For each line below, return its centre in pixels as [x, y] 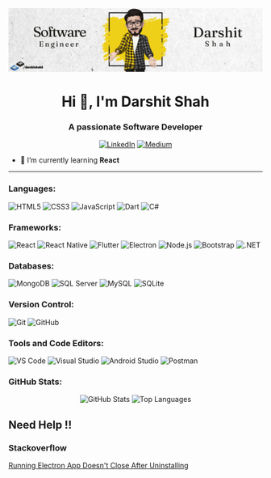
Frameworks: [35, 227]
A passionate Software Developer [135, 127]
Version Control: [41, 305]
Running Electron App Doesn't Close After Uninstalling [98, 465]
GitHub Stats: [35, 382]
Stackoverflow [38, 447]
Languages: [32, 188]
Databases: [31, 266]
